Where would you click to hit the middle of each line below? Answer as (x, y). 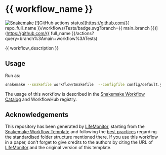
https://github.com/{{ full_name (39, 33)
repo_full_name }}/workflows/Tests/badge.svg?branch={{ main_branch (77, 28)
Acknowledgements (37, 115)
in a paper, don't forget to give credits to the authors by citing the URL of (79, 142)
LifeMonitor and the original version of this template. (59, 148)
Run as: (13, 76)
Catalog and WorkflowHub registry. (41, 99)
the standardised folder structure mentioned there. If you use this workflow (82, 137)
